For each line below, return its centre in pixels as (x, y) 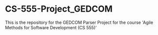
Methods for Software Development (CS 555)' (51, 27)
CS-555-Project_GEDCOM (59, 9)
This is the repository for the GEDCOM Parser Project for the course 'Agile (79, 22)
